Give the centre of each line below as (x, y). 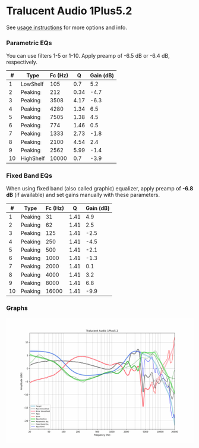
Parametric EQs (29, 43)
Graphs (17, 308)
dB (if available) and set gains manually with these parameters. (83, 195)
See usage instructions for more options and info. (67, 27)
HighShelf (33, 158)
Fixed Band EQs (29, 176)
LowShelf (32, 84)
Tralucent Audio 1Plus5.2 (69, 11)
